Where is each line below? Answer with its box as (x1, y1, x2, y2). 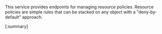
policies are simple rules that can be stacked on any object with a (5, 9, 136, 15)
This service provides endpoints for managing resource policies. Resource (5, 4, 154, 10)
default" (5, 14, 21, 20)
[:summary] (5, 23, 28, 29)
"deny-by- (136, 9, 157, 15)
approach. (22, 14, 43, 20)
